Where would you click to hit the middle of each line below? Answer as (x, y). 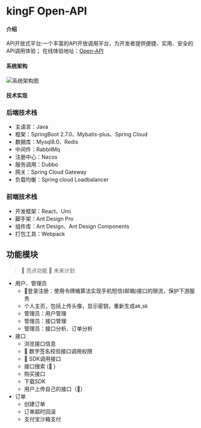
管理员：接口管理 (45, 321)
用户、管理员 (31, 283)
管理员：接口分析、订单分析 (58, 328)
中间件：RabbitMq (37, 150)
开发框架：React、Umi (43, 211)
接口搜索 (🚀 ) (40, 366)
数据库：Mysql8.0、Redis (46, 142)
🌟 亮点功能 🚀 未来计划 (48, 270)
